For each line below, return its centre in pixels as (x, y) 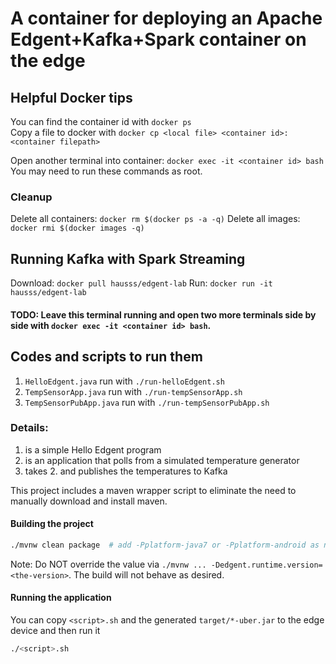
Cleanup (31, 197)
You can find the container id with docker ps (101, 121)
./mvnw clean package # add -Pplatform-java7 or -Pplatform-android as (165, 545)
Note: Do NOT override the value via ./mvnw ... (108, 564)
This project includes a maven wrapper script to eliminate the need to (153, 490)
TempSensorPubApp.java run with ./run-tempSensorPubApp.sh (147, 402)
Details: (29, 428)
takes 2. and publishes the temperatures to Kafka (126, 471)
